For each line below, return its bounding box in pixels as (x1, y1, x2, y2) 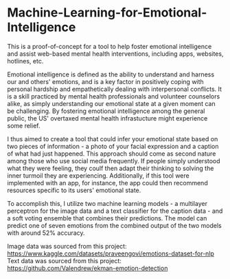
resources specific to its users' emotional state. (7, 186, 141, 194)
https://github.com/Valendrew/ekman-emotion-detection (7, 264, 168, 272)
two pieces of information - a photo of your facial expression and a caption (7, 142, 219, 150)
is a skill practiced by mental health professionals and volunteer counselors (7, 92, 220, 101)
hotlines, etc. (7, 56, 44, 65)
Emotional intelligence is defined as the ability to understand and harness (7, 70, 215, 79)
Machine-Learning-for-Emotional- (7, 5, 207, 21)
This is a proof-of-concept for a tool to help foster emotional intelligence (7, 42, 212, 50)
